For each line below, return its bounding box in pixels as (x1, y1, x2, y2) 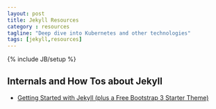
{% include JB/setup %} (7, 55, 76, 63)
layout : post (7, 10, 45, 17)
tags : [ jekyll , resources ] (7, 36, 82, 43)
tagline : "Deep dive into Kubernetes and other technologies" (7, 29, 191, 37)
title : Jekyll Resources (7, 17, 79, 24)
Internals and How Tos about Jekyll (7, 75, 163, 87)
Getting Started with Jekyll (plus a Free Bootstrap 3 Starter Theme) (17, 93, 209, 101)
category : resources (7, 23, 70, 30)
